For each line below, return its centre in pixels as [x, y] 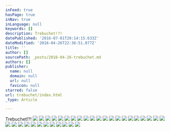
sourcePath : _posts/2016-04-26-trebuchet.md [53, 57]
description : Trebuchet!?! [34, 34]
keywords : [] [19, 29]
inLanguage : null [24, 24]
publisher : [17, 67]
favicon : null [25, 85]
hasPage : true [20, 15]
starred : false [21, 90]
